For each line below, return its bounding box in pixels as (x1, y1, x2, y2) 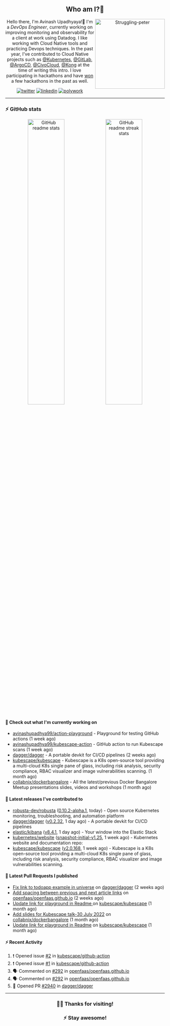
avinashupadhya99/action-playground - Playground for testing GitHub (12, 731, 159, 737)
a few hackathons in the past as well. (11, 78, 89, 84)
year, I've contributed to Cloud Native (11, 51, 89, 57)
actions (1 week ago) (12, 736, 56, 742)
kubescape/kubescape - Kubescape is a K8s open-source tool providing (12, 757, 164, 764)
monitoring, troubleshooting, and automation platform (12, 813, 124, 819)
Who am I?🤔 (65, 5, 105, 14)
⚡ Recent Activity (5, 939, 42, 945)
